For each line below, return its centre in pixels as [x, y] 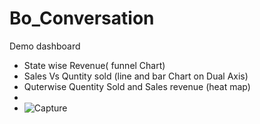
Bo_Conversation [82, 18]
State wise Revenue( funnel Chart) [94, 65]
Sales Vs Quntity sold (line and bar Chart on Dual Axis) [136, 76]
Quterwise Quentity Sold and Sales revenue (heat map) [137, 86]
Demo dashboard [45, 46]
